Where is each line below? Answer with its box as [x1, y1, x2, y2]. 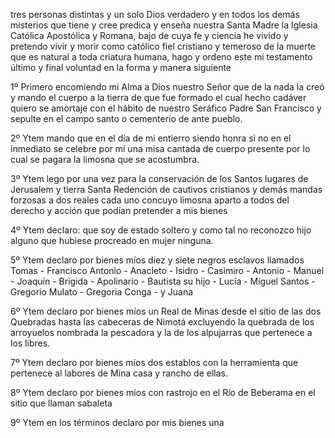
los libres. [10, 337, 51, 349]
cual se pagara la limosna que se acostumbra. [10, 154, 200, 165]
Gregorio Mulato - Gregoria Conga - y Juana [10, 286, 194, 298]
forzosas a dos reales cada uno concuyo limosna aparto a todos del [10, 194, 290, 206]
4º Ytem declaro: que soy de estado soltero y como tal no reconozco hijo [10, 224, 312, 236]
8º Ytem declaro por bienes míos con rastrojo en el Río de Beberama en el [10, 387, 316, 398]
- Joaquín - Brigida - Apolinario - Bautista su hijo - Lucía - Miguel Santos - [10, 275, 316, 287]
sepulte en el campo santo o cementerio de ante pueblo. [10, 113, 243, 124]
